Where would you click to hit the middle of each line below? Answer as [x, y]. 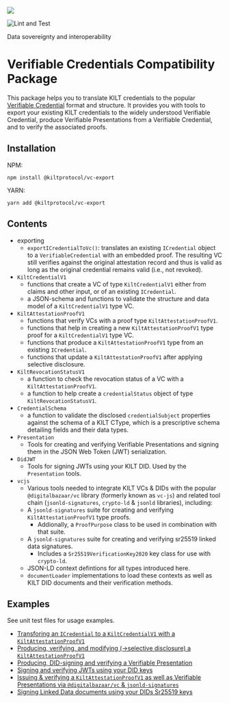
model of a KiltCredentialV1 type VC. [81, 306]
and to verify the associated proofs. [57, 127]
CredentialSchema [42, 408]
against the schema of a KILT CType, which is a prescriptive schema [123, 422]
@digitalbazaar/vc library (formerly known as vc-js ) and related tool [124, 495]
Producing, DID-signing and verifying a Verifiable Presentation [105, 663]
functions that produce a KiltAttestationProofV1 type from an [115, 342]
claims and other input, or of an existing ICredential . [102, 291]
